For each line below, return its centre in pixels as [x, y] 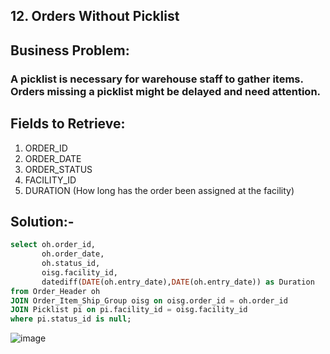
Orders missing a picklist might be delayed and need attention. [166, 91]
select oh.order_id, [53, 245]
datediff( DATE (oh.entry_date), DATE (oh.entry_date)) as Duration [178, 282]
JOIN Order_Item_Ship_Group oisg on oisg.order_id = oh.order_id [149, 300]
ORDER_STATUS [58, 169]
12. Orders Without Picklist [95, 16]
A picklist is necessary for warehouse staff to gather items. [157, 79]
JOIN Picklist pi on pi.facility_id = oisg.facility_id [129, 310]
